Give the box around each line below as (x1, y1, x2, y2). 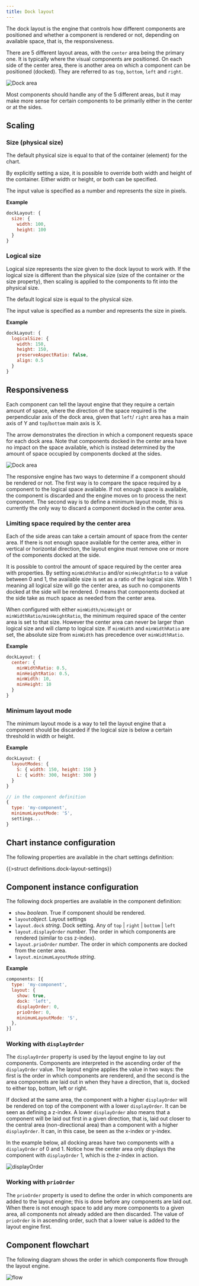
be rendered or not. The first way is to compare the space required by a (6, 479, 181, 486)
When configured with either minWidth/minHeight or (6, 605, 132, 613)
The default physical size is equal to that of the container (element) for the (6, 152, 188, 159)
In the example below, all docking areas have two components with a (6, 1139, 174, 1146)
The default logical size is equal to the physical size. (6, 296, 133, 303)
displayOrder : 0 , (17, 1003, 60, 1010)
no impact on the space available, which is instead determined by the (6, 444, 175, 451)
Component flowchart (6, 1240, 89, 1250)
